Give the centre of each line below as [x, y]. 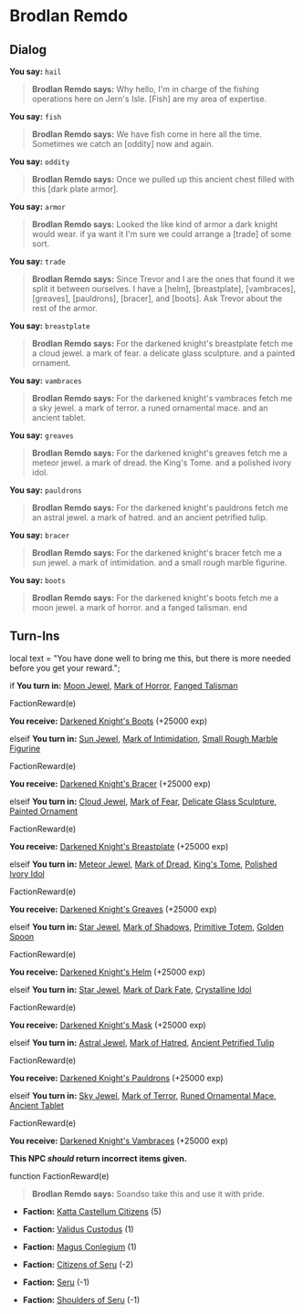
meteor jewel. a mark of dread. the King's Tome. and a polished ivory [162, 463]
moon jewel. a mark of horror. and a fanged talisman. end [140, 607]
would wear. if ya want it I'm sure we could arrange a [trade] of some [162, 234]
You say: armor [37, 207]
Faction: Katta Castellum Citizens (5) [92, 1211]
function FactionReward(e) [59, 1176]
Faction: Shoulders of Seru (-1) [81, 1299]
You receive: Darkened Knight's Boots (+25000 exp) [109, 721]
